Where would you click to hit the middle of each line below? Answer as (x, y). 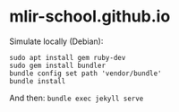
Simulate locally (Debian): (56, 41)
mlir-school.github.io (90, 17)
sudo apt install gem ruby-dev (68, 57)
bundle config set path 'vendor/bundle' (86, 73)
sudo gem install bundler (57, 65)
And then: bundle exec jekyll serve (77, 98)
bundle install (38, 81)
